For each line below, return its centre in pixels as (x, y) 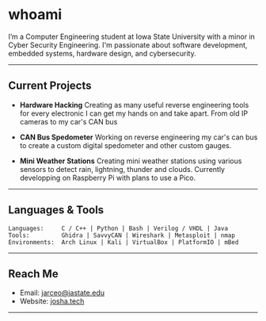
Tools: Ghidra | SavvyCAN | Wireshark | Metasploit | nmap (122, 235)
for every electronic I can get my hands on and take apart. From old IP (133, 113)
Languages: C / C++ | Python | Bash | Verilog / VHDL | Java (118, 228)
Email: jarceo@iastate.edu (62, 293)
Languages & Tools (56, 210)
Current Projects (50, 86)
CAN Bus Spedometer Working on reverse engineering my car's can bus (139, 137)
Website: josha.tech (52, 301)
